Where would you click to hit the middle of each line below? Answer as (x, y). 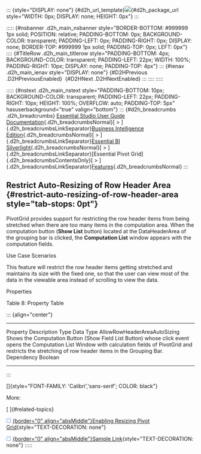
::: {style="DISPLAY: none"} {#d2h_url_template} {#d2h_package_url (92, 10)
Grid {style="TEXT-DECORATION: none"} (56, 427)
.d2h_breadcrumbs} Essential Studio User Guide (66, 116)
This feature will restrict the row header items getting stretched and (89, 267)
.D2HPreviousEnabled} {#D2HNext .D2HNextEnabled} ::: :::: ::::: (85, 79)
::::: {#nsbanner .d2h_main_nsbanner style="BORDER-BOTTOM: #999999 (97, 28)
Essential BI (106, 141)
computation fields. (30, 244)
